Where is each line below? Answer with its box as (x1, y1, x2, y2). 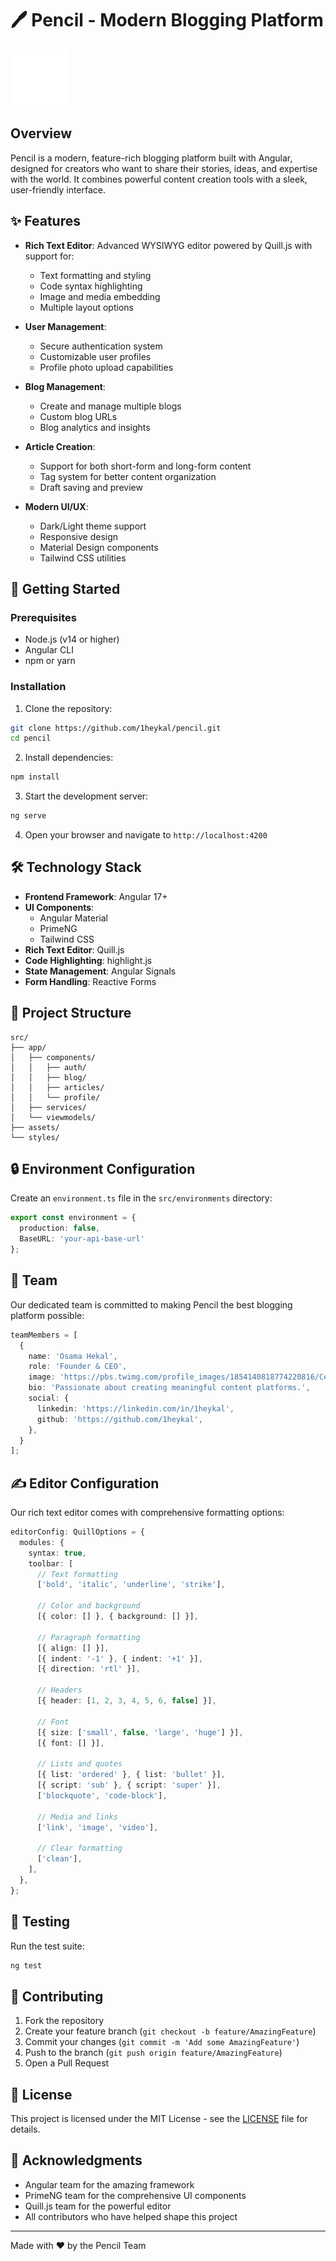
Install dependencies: (24, 752, 114, 764)
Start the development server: (24, 790, 149, 802)
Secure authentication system (39, 340, 163, 352)
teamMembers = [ (10, 1330, 78, 1340)
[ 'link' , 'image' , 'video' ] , (36, 1822, 159, 1832)
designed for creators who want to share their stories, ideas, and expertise (10, 162, 318, 174)
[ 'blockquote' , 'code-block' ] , (36, 1790, 168, 1801)
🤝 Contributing (10, 1988, 104, 2005)
